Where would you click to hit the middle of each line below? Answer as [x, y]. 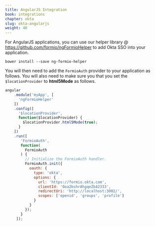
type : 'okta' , [48, 173]
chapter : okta [20, 19]
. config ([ [24, 109]
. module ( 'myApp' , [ [34, 95]
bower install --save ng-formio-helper [46, 62]
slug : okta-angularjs [27, 23]
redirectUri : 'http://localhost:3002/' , [80, 191]
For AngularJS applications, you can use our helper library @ [67, 42]
